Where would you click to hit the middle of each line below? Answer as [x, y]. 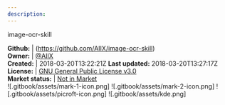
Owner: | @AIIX [30, 56]
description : [27, 14]
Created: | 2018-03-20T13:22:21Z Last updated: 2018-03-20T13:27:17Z [113, 63]
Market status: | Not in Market [52, 79]
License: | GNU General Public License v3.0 [72, 71]
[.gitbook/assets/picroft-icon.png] [57, 94]
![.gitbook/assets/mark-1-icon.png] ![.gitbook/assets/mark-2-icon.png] [111, 86]
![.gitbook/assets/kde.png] [147, 94]
